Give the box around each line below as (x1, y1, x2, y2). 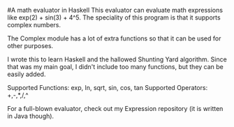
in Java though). (7, 112, 54, 120)
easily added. (7, 70, 46, 78)
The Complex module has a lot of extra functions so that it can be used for (7, 34, 221, 43)
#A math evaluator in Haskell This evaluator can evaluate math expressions (7, 6, 224, 14)
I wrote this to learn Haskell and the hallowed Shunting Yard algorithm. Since (7, 55, 227, 63)
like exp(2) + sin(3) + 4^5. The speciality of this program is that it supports (7, 13, 221, 22)
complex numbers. (7, 21, 61, 29)
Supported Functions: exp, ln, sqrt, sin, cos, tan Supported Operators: (7, 84, 208, 91)
